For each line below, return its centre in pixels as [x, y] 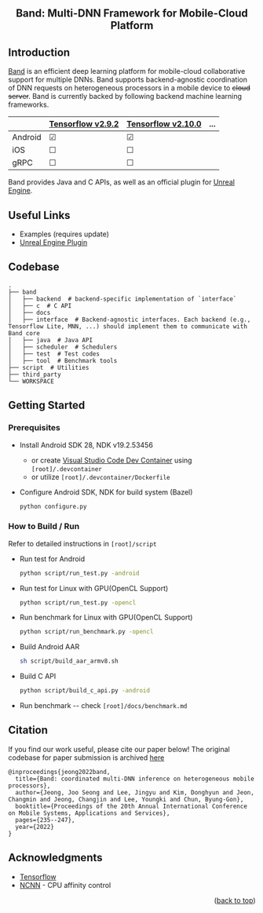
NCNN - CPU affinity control [65, 885]
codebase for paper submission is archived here [86, 758]
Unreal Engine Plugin [53, 243]
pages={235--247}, [46, 820]
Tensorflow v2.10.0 [164, 124]
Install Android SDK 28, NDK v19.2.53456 [86, 445]
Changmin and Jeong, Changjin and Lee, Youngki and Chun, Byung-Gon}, [126, 799]
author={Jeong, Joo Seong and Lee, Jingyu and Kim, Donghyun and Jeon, [135, 792]
